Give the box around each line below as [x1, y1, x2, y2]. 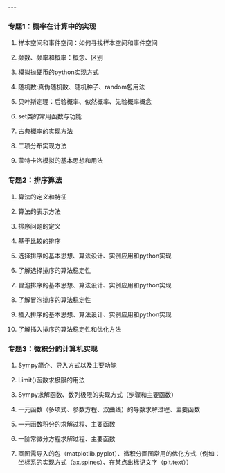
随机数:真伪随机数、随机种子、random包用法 [17, 83, 145, 91]
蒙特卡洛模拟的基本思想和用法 [17, 157, 103, 165]
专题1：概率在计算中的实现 [8, 21, 96, 31]
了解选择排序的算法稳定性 [17, 266, 91, 274]
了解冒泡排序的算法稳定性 [17, 295, 91, 304]
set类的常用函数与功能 [17, 112, 82, 121]
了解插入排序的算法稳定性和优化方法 [17, 325, 122, 333]
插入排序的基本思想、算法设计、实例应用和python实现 [17, 310, 172, 319]
